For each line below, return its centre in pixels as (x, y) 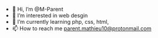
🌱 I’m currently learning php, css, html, (60, 22)
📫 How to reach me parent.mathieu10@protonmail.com (82, 28)
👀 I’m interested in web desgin (50, 15)
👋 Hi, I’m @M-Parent (38, 9)
